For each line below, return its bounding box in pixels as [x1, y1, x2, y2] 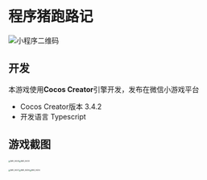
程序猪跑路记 [8, 7, 94, 26]
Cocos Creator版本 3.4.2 [19, 102, 102, 111]
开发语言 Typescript [19, 111, 86, 121]
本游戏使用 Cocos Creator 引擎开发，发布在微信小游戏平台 [8, 84, 200, 94]
